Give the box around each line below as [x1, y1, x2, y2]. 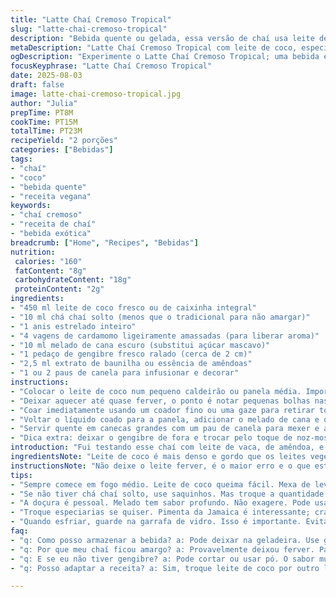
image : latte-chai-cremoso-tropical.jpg [10, 89, 182, 99]
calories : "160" [14, 256, 83, 266]
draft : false [10, 80, 65, 90]
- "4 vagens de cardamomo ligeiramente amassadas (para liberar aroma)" [10, 331, 320, 341]
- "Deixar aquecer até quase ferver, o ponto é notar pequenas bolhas [10, 396, 311, 406]
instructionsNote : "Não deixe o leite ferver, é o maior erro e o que [10, 461, 311, 471]
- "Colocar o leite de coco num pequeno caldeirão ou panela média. [10, 386, 302, 396]
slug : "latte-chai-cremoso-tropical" [10, 24, 168, 34]
